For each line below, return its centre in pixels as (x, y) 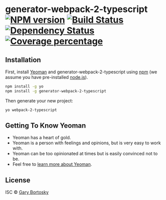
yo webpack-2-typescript (31, 110)
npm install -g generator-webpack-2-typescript (56, 91)
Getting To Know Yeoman (46, 126)
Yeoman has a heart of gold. (42, 138)
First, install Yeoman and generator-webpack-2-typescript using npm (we (81, 72)
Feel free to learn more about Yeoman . (52, 164)
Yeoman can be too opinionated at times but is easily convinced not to (85, 154)
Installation (23, 60)
